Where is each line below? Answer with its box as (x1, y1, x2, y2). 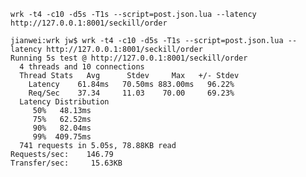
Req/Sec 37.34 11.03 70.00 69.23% (28, 88, 235, 98)
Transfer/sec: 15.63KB (10, 158, 123, 168)
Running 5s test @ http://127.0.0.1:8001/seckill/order (10, 53, 248, 63)
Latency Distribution (19, 97, 110, 107)
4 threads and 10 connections (19, 62, 145, 72)
